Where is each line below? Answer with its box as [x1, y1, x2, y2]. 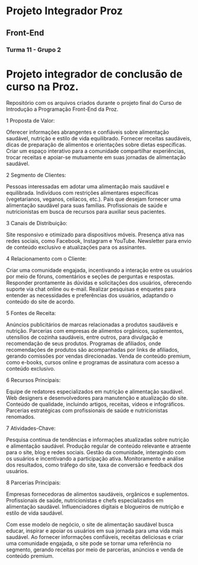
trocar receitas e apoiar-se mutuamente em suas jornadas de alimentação [6, 154, 186, 161]
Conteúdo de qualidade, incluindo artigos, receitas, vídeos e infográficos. [6, 401, 185, 408]
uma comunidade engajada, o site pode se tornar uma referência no [6, 540, 171, 547]
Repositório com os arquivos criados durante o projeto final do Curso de [6, 99, 182, 107]
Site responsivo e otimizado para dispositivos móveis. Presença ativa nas [6, 231, 184, 238]
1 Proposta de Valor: [6, 117, 55, 124]
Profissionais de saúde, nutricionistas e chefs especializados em [6, 497, 164, 504]
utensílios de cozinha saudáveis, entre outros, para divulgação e [6, 333, 163, 341]
